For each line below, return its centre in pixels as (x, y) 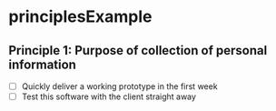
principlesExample (80, 17)
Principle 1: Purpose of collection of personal (138, 50)
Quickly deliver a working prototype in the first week (120, 86)
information (42, 64)
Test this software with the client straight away (109, 96)
